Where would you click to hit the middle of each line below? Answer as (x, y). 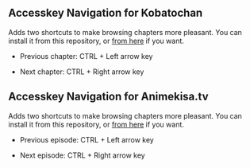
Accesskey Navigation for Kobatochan (106, 13)
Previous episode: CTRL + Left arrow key (87, 139)
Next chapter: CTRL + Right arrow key (82, 72)
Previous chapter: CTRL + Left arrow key (86, 56)
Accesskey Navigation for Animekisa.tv (108, 97)
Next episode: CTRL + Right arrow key (82, 155)
